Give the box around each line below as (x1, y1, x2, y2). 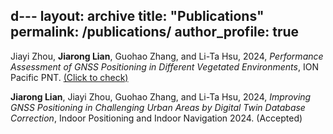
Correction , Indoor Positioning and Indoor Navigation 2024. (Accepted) (10, 112, 303, 124)
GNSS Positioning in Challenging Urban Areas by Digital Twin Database (10, 101, 306, 113)
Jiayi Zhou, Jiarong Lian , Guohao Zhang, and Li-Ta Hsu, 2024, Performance (10, 50, 324, 62)
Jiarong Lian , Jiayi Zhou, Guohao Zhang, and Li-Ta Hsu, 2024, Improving (10, 90, 312, 103)
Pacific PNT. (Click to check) (10, 71, 129, 83)
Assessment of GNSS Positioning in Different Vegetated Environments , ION (10, 60, 319, 73)
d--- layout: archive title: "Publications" (10, 8, 265, 25)
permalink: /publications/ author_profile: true (10, 24, 300, 41)
